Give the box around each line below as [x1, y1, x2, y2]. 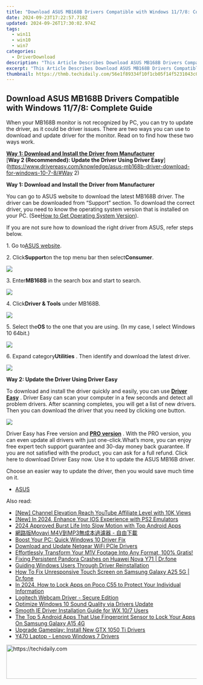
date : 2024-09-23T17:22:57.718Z [6, 15, 88, 21]
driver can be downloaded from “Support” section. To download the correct [6, 199, 195, 207]
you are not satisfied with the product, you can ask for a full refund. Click [6, 449, 188, 456]
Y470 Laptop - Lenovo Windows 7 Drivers [14, 633, 120, 640]
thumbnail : [6, 71, 34, 77]
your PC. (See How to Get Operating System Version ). [6, 212, 139, 219]
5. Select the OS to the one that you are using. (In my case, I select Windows [6, 323, 195, 330]
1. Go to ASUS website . [6, 242, 62, 249]
